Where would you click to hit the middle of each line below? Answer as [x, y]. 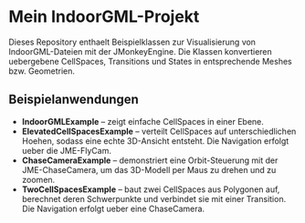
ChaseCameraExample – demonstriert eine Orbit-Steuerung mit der [150, 160]
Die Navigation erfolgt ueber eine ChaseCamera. [113, 208]
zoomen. [38, 179]
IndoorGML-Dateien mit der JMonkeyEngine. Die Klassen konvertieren [141, 51]
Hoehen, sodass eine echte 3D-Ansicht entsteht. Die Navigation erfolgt [155, 141]
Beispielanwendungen [74, 100]
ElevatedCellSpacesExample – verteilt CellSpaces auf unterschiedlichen [159, 131]
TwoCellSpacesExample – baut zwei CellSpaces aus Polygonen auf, [151, 189]
